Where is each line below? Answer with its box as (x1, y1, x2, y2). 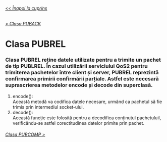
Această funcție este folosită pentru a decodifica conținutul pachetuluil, (12, 115, 161, 121)
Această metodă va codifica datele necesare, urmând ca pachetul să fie (12, 99, 162, 105)
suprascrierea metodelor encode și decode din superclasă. (5, 82, 153, 89)
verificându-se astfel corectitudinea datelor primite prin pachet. (12, 120, 145, 126)
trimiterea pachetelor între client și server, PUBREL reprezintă (5, 69, 159, 76)
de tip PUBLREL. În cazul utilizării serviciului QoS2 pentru (5, 63, 148, 70)
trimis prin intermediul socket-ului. (12, 104, 84, 110)
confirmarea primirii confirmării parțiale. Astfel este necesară (5, 75, 159, 82)
